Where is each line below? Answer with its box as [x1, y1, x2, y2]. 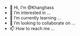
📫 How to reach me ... [9, 26, 55, 31]
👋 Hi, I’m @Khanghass [9, 5, 54, 10]
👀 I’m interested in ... [9, 10, 51, 16]
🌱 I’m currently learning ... [9, 15, 62, 20]
